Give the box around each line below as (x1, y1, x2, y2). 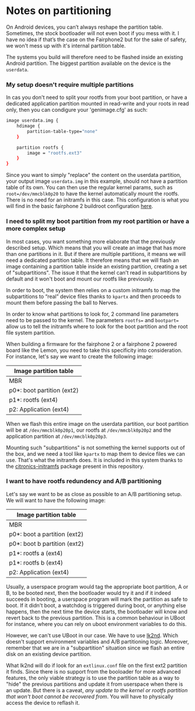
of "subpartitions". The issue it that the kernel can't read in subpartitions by (6, 269, 187, 276)
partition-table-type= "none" (27, 128, 98, 134)
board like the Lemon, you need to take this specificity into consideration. (6, 347, 183, 354)
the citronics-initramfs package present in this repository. (6, 463, 144, 470)
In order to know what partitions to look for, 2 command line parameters (6, 310, 179, 317)
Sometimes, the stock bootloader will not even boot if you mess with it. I (6, 29, 179, 36)
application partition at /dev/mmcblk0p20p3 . (6, 432, 108, 440)
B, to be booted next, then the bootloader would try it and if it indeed (6, 589, 171, 596)
